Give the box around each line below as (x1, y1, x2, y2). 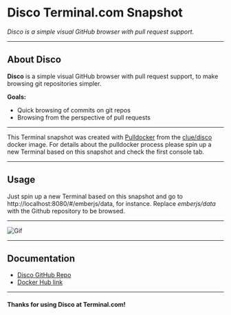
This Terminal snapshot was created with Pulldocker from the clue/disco (7, 132, 212, 141)
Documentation (7, 253, 76, 264)
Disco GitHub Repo (16, 271, 71, 279)
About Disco (7, 54, 62, 66)
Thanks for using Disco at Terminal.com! (7, 300, 126, 308)
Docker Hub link (16, 278, 63, 286)
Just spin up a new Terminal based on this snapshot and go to (7, 192, 184, 200)
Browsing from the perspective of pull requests (16, 113, 151, 121)
